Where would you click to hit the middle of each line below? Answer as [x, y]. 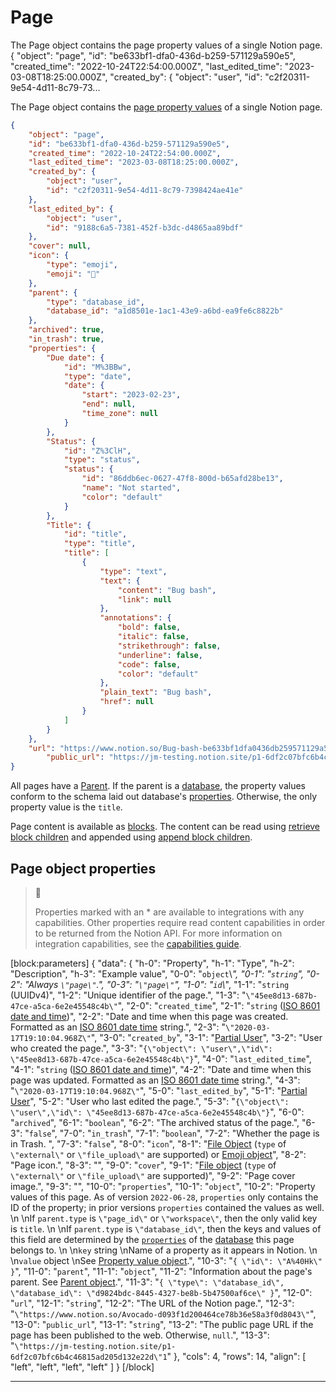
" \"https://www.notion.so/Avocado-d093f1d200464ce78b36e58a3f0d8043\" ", [163, 1314]
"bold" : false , [149, 627]
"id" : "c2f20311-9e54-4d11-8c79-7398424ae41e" [145, 191]
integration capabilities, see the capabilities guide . [138, 944]
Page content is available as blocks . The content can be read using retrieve [165, 827]
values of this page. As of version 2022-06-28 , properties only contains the [164, 1197]
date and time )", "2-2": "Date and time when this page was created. [149, 1016]
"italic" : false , [153, 637]
